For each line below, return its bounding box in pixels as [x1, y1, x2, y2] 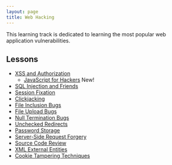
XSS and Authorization [14, 70, 70, 77]
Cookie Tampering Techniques [14, 152, 90, 160]
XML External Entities [14, 146, 67, 153]
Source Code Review [14, 139, 67, 147]
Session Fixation [14, 89, 55, 96]
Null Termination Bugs [14, 114, 70, 122]
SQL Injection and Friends [14, 83, 79, 90]
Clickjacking [14, 95, 45, 102]
